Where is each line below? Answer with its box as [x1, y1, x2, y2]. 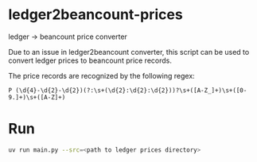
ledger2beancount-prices [8, 6, 183, 24]
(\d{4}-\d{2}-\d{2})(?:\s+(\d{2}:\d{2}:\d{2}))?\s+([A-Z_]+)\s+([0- [15, 86, 247, 94]
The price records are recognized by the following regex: [8, 71, 195, 80]
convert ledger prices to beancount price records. [8, 56, 173, 65]
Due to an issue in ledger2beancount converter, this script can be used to [8, 47, 250, 56]
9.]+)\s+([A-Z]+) [8, 93, 66, 101]
